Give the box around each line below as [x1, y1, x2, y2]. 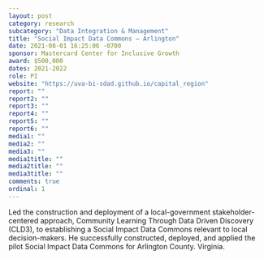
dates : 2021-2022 [8, 65, 67, 73]
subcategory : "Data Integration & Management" [8, 27, 169, 35]
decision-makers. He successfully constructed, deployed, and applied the [8, 232, 256, 243]
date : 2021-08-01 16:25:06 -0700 [8, 42, 122, 50]
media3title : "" [8, 170, 63, 178]
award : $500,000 [8, 57, 63, 66]
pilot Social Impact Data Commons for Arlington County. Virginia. [8, 241, 225, 251]
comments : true [8, 177, 60, 186]
